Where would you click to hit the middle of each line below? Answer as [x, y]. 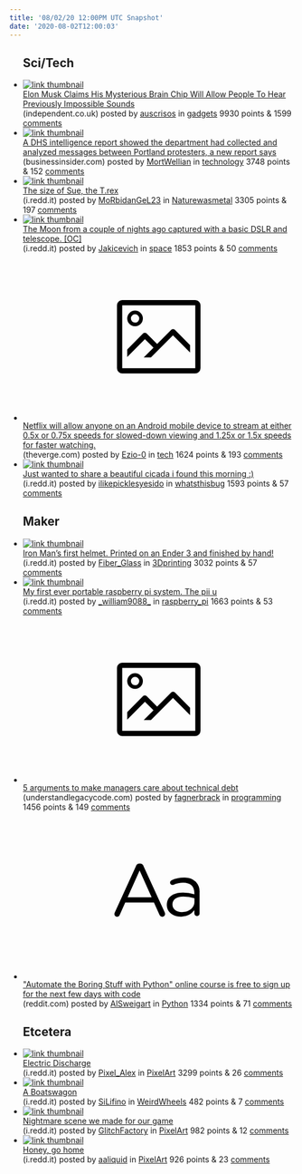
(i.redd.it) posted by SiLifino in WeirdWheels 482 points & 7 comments [153, 1101]
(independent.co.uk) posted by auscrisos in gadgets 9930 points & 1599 [157, 113]
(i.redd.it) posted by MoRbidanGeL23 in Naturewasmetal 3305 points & [155, 200]
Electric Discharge [57, 1063]
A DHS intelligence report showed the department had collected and [150, 142]
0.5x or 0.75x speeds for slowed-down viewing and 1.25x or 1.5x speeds [157, 435]
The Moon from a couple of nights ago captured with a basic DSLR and [155, 229]
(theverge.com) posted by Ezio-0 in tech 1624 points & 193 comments [152, 454]
